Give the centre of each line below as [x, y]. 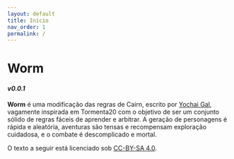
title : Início [28, 20]
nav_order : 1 [27, 27]
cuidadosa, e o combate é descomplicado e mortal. [82, 134]
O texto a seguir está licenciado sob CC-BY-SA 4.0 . [82, 148]
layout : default [31, 14]
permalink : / [27, 34]
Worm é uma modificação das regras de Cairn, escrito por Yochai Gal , [110, 104]
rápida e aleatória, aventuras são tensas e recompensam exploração [107, 126]
